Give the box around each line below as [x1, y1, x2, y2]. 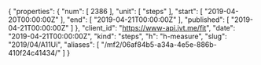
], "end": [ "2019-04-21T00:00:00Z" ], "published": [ [60, 15, 230, 24]
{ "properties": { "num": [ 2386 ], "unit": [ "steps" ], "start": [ [8, 7, 203, 16]
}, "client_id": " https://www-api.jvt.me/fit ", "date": [75, 23, 236, 32]
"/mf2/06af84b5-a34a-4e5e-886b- [101, 40, 218, 49]
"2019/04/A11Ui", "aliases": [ [8, 40, 100, 49]
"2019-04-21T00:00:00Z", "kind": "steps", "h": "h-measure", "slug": [8, 31, 227, 41]
